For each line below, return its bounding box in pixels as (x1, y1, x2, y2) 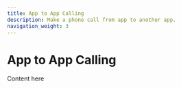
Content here (7, 74, 45, 83)
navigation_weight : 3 (7, 23, 69, 29)
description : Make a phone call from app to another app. (7, 16, 176, 23)
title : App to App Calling (7, 10, 84, 17)
